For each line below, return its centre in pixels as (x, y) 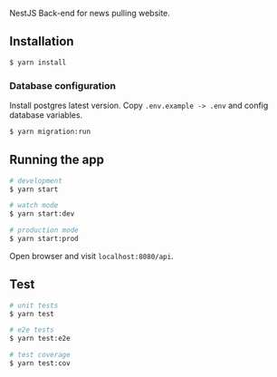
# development (36, 180)
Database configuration (62, 85)
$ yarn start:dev (42, 214)
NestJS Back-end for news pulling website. (90, 13)
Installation (42, 41)
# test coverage (40, 355)
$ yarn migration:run (50, 131)
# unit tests (34, 305)
